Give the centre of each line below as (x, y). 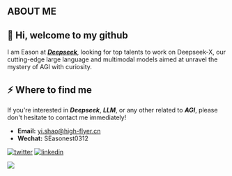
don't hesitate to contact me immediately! (67, 117)
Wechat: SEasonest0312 (53, 138)
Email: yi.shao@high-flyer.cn (59, 131)
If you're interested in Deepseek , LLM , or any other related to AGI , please (113, 110)
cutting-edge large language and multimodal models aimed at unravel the (113, 59)
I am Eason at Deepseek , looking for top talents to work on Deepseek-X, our (117, 52)
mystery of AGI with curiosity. (50, 67)
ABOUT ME (32, 12)
